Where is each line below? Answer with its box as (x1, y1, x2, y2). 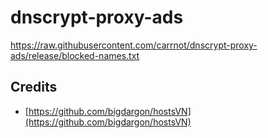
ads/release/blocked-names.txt (10, 49, 140, 61)
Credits (10, 79, 58, 96)
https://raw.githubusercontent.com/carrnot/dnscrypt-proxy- (10, 39, 258, 51)
